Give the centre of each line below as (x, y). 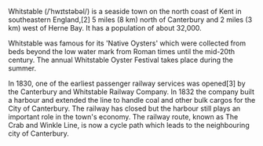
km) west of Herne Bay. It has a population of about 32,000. (105, 28)
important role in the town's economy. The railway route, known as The (123, 117)
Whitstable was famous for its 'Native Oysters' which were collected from (127, 43)
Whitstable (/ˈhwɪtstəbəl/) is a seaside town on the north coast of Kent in (125, 11)
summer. (22, 68)
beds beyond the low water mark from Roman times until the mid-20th (122, 51)
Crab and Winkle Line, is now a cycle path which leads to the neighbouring (129, 125)
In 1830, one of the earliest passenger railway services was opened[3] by (127, 83)
